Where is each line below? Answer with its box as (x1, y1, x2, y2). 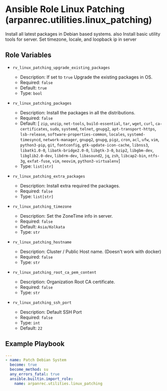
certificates (20, 126, 48, 132)
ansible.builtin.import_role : (10, 376, 73, 381)
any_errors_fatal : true (10, 372, 60, 377)
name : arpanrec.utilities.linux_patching (14, 381, 102, 386)
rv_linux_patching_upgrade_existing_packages (12, 65, 110, 70)
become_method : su (10, 367, 49, 372)
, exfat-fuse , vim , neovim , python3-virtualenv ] (24, 158, 120, 164)
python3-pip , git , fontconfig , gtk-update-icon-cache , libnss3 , (20, 142, 149, 148)
